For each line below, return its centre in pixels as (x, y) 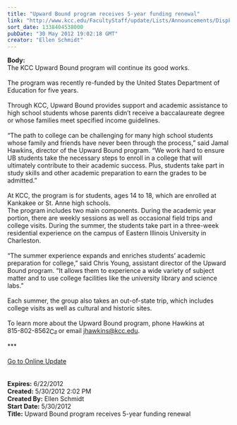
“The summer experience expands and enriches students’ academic (107, 256)
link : (15, 21)
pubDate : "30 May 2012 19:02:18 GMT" (63, 34)
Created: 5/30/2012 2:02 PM (49, 391)
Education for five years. (43, 91)
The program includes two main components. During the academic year (112, 211)
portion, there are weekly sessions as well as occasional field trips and (110, 218)
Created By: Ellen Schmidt (46, 399)
